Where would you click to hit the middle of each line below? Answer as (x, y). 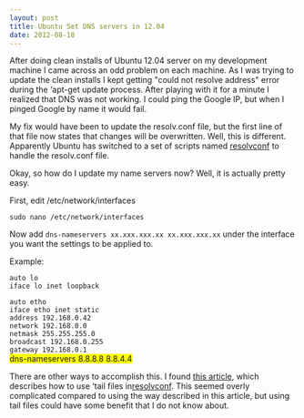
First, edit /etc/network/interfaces (73, 200)
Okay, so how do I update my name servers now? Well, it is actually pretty (147, 173)
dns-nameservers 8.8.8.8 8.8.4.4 (71, 359)
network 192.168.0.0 (49, 326)
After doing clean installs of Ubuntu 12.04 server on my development (138, 61)
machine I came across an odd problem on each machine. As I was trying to (152, 70)
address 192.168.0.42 (51, 318)
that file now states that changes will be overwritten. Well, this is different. (148, 137)
